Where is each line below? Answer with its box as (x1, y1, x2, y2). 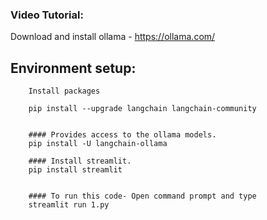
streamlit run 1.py (28, 200, 110, 210)
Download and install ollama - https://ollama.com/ (10, 31, 216, 43)
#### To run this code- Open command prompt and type (28, 191, 257, 202)
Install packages (28, 86, 101, 97)
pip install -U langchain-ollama (28, 139, 168, 149)
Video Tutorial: (10, 8, 84, 22)
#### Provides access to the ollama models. (28, 130, 217, 140)
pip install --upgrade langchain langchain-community (28, 104, 257, 114)
